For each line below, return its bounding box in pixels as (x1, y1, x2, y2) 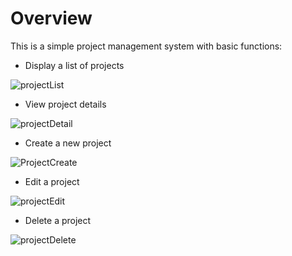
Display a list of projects (24, 59, 125, 71)
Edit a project (24, 175, 80, 187)
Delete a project (24, 214, 92, 226)
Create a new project (24, 137, 112, 149)
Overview (10, 7, 93, 30)
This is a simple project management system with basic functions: (10, 40, 283, 52)
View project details (24, 98, 107, 110)
